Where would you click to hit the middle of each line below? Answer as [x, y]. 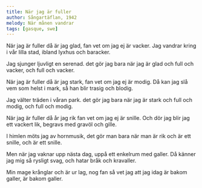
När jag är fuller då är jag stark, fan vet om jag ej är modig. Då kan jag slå [97, 82]
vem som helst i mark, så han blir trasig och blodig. [70, 89]
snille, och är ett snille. [34, 143]
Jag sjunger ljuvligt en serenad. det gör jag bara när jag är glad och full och [100, 64]
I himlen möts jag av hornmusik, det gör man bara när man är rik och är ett [99, 136]
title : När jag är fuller [39, 12]
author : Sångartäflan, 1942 [42, 17]
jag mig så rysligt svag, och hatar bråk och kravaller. [71, 161]
